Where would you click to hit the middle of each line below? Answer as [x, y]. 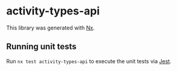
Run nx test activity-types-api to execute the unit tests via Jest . [89, 61]
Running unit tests [41, 47]
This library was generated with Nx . [50, 28]
